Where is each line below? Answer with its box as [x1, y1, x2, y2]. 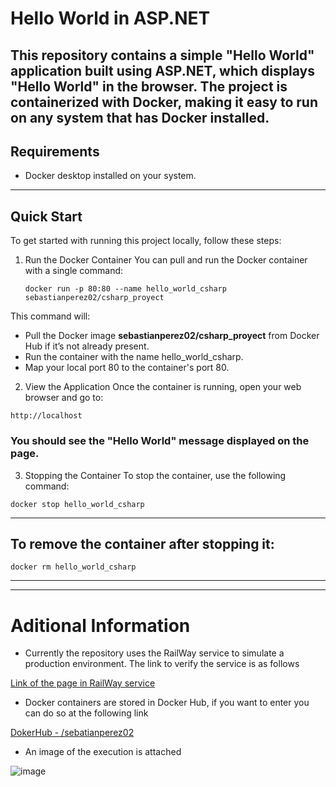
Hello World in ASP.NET [10, 7, 211, 30]
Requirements [10, 143, 100, 160]
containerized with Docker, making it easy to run [10, 93, 318, 111]
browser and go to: [24, 392, 104, 404]
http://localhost [10, 411, 83, 421]
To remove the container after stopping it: [10, 535, 275, 552]
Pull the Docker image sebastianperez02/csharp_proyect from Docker [24, 330, 320, 342]
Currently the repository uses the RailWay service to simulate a [24, 647, 285, 659]
